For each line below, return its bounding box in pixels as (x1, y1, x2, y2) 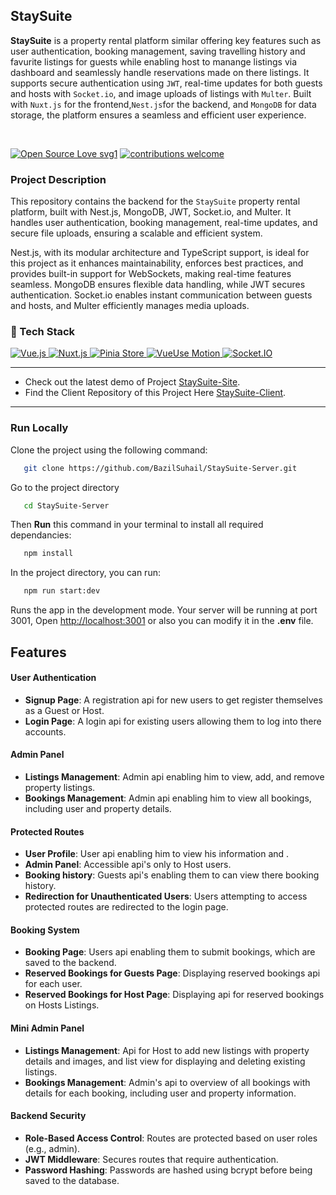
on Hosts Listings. (24, 999, 100, 1011)
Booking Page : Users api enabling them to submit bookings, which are (24, 946, 316, 958)
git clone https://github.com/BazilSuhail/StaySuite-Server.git (23, 463, 298, 473)
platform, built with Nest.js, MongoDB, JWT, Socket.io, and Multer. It (10, 206, 292, 218)
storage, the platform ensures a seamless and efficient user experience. (10, 109, 307, 121)
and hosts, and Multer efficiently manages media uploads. (10, 300, 250, 312)
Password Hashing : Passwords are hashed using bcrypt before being (24, 1164, 313, 1176)
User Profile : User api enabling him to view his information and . (24, 848, 290, 860)
